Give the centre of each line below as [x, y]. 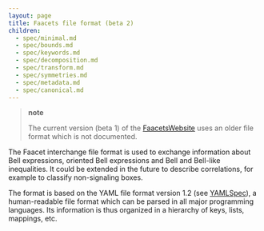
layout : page [30, 16]
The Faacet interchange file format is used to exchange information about [130, 152]
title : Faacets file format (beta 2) [71, 23]
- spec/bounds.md [44, 46]
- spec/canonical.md [50, 90]
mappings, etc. [33, 219]
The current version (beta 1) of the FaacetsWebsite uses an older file [141, 128]
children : [25, 30]
